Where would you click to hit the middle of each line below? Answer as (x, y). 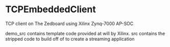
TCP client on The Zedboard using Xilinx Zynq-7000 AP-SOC (69, 24)
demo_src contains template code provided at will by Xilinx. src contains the (85, 33)
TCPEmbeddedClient (51, 9)
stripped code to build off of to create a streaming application (70, 39)
